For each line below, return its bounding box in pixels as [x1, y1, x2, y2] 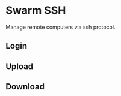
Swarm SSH [5, 4, 66, 17]
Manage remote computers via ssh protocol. [5, 23, 116, 31]
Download [5, 82, 45, 92]
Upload [5, 61, 34, 71]
